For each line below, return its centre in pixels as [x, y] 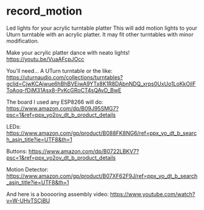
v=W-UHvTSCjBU [28, 200]
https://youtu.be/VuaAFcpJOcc [45, 59]
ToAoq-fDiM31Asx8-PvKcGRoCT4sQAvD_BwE [64, 90]
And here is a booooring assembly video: [58, 194]
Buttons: [17, 151]
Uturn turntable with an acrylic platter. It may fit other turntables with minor [100, 34]
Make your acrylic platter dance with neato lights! [68, 52]
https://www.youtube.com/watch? [153, 194]
